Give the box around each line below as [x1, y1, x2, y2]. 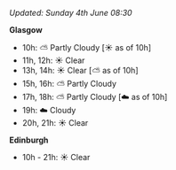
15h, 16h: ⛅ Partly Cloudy [21, 79, 117, 89]
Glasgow [9, 25, 43, 35]
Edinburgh [9, 135, 49, 145]
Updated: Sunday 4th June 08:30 [9, 8, 132, 18]
